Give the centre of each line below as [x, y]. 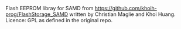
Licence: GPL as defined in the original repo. [59, 20]
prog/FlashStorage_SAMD [37, 14]
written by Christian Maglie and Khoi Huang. [123, 14]
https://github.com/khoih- [126, 8]
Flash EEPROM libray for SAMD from [49, 8]
